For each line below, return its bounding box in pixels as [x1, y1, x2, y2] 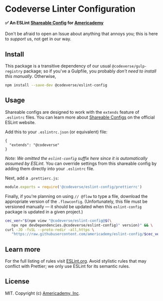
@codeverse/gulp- [112, 64, 147, 69]
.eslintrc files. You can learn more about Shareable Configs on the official [5, 114, 155, 120]
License [5, 277, 30, 285]
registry [5, 69, 23, 74]
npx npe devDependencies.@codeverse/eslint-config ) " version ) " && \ [11, 223, 153, 228]
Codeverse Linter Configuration [5, 3, 136, 15]
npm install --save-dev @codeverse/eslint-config [5, 83, 108, 88]
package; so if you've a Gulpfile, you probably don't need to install [23, 68, 157, 74]
